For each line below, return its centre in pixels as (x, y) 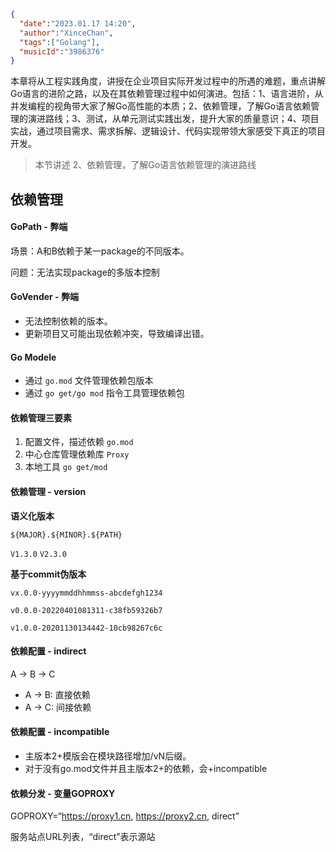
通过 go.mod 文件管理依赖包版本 (89, 381)
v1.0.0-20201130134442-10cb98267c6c (86, 628)
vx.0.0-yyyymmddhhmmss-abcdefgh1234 (86, 593)
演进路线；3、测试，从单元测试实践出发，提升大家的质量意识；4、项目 (173, 119)
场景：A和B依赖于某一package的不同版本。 (100, 251)
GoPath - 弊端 (39, 227)
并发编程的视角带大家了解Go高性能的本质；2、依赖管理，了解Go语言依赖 (161, 106)
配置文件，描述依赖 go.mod (79, 442)
